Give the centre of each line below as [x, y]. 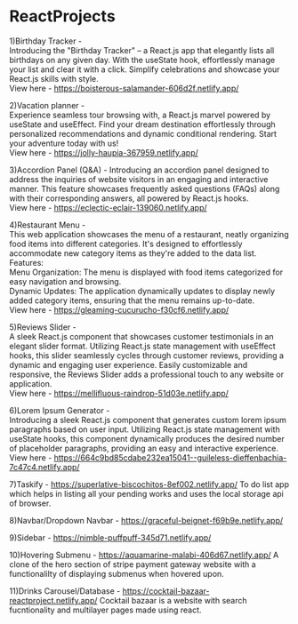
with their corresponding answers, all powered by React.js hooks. [129, 198]
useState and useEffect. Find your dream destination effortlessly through [142, 124]
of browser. [30, 503]
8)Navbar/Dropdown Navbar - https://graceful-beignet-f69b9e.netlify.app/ [146, 520]
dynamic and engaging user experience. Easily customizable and [128, 364]
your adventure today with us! [64, 143]
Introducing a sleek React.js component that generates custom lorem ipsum [148, 420]
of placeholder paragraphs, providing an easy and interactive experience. [144, 448]
